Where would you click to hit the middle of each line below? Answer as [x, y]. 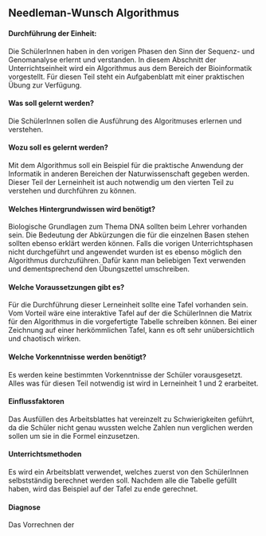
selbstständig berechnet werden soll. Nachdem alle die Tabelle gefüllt [123, 480]
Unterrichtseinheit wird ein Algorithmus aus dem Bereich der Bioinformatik [130, 68]
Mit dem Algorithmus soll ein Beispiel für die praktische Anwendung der [126, 165]
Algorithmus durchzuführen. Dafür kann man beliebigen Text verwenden [127, 260]
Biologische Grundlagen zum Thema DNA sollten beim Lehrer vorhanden [128, 227]
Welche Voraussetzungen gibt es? [66, 287]
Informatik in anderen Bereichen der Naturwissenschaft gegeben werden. [129, 174]
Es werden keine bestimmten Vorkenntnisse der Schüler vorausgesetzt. [125, 374]
